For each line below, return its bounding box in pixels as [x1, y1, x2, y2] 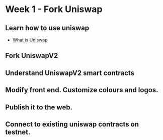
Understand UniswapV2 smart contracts [5, 68, 135, 77]
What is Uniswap [12, 37, 48, 43]
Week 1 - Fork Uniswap [5, 4, 103, 15]
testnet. [5, 127, 31, 136]
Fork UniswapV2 [5, 51, 58, 60]
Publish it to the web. [5, 103, 73, 111]
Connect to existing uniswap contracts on [5, 120, 139, 128]
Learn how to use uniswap [5, 24, 90, 32]
